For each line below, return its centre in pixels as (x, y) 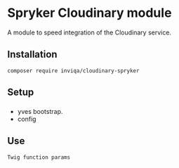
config (27, 119)
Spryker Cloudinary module (89, 13)
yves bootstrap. (40, 112)
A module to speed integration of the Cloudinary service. (89, 32)
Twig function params (39, 157)
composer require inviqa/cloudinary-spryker (73, 71)
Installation (32, 54)
